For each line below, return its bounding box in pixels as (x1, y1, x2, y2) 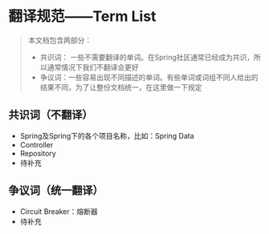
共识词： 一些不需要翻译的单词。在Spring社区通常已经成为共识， (39, 52, 255, 62)
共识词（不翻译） (8, 108, 93, 122)
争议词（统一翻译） (8, 184, 104, 197)
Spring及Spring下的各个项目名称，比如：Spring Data (19, 131, 194, 140)
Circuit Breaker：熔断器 (19, 206, 98, 216)
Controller (19, 139, 54, 149)
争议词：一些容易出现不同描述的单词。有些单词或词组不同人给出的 (39, 72, 259, 82)
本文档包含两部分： (27, 35, 92, 45)
